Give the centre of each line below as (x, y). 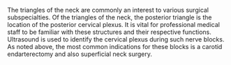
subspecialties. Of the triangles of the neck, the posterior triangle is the (110, 17)
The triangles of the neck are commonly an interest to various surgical (108, 10)
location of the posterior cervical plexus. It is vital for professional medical (113, 25)
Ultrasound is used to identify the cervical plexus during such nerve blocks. (116, 39)
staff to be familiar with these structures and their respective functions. (109, 32)
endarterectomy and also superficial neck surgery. (80, 54)
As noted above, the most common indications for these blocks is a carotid (115, 47)
